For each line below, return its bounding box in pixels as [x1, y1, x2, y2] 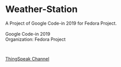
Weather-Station [5, 4, 78, 15]
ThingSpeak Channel [5, 55, 50, 61]
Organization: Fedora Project [5, 36, 66, 42]
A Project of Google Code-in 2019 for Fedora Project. [5, 20, 117, 26]
